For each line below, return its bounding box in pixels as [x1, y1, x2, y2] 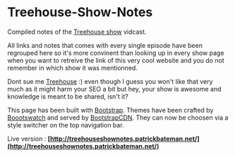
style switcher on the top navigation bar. [7, 120, 125, 129]
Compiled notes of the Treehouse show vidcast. [7, 27, 147, 36]
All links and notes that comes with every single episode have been [7, 41, 203, 49]
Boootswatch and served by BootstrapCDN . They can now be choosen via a [7, 113, 229, 122]
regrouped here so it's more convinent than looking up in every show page [7, 49, 224, 57]
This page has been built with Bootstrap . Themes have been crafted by [7, 106, 214, 114]
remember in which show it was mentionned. [7, 63, 138, 72]
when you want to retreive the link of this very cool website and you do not [7, 56, 224, 64]
